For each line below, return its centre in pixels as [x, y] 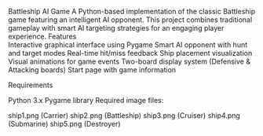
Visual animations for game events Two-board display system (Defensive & [130, 61]
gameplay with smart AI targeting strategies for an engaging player [116, 28]
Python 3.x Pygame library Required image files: [86, 100]
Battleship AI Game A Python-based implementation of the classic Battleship [132, 11]
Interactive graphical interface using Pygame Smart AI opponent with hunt [128, 45]
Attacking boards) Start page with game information [92, 70]
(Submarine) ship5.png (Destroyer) [64, 124]
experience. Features [42, 36]
